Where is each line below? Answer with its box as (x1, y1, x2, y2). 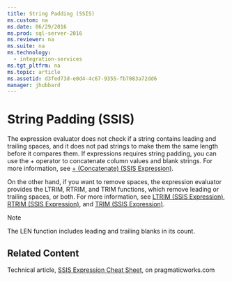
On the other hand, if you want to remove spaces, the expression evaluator (7, 178, 222, 186)
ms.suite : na (7, 43, 45, 50)
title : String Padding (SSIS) (7, 10, 95, 17)
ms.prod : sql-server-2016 (7, 29, 82, 37)
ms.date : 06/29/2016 (7, 23, 68, 30)
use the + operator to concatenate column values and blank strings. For (7, 157, 213, 165)
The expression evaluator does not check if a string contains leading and (7, 135, 217, 143)
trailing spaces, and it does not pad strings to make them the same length (7, 142, 218, 151)
